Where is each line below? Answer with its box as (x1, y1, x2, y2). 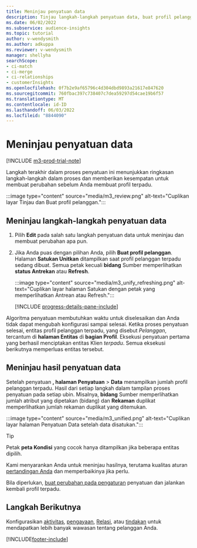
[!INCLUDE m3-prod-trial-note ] (6, 157, 81, 165)
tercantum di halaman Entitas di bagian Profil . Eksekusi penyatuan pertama (6, 333, 190, 340)
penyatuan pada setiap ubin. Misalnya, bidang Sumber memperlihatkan (6, 390, 179, 397)
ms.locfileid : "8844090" (6, 112, 67, 118)
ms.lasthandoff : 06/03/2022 (6, 107, 75, 113)
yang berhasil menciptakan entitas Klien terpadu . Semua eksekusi (6, 339, 166, 346)
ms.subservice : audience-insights (6, 25, 91, 31)
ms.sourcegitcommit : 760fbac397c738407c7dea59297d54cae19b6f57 (6, 91, 164, 96)
